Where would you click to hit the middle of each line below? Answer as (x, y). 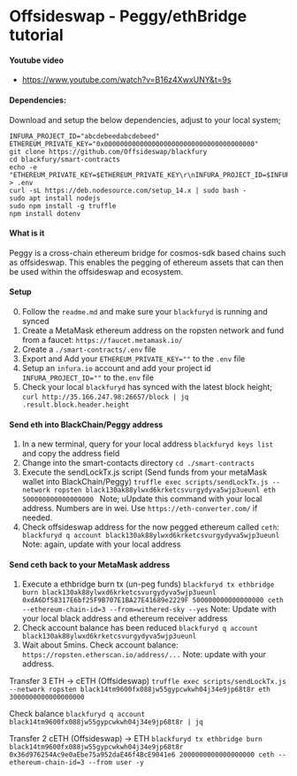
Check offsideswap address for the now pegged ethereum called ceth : (151, 527)
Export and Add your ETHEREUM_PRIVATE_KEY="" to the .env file (133, 359)
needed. (37, 518)
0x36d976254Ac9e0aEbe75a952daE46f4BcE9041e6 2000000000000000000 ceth (142, 755)
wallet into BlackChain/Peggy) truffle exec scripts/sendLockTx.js (145, 482)
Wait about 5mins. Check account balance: (100, 645)
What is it (27, 233)
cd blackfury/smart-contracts (65, 159)
